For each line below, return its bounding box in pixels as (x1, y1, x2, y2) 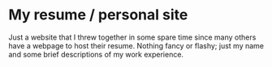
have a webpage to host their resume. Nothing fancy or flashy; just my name (8, 40, 265, 50)
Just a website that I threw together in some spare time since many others (8, 32, 257, 42)
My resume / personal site (8, 6, 188, 24)
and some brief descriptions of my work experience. (8, 49, 184, 59)
